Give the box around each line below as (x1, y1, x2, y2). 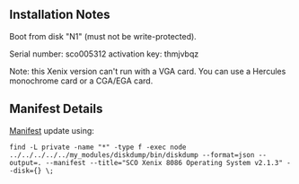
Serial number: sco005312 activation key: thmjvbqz (9, 48, 199, 59)
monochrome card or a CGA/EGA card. (9, 75, 154, 86)
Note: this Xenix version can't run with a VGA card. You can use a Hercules (9, 66, 286, 76)
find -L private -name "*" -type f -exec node (9, 143, 187, 152)
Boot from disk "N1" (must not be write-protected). (9, 31, 198, 41)
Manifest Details (9, 101, 103, 117)
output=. (9, 158, 42, 167)
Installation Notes (9, 7, 110, 22)
